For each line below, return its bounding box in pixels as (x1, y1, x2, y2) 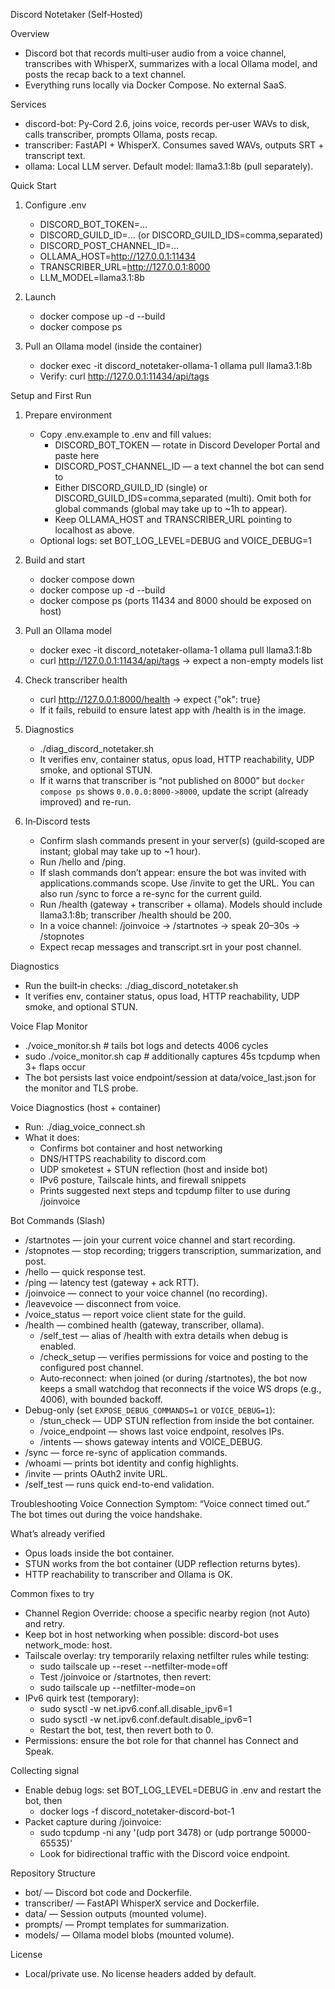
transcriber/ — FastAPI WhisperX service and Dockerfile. (24, 1897, 260, 1909)
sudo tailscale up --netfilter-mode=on (39, 1682, 196, 1693)
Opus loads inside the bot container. (24, 1547, 175, 1559)
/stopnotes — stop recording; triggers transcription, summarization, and (24, 1245, 322, 1256)
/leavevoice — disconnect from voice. (24, 1298, 182, 1309)
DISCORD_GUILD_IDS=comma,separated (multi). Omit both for (54, 492, 312, 504)
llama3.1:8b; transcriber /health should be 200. (39, 909, 232, 921)
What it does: (24, 1132, 80, 1143)
